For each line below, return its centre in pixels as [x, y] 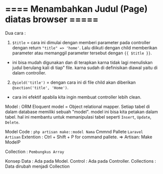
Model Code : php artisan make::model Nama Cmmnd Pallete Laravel [74, 131]
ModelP [13, 142]
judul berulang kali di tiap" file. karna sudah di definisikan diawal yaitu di [85, 68]
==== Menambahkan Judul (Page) [76, 9]
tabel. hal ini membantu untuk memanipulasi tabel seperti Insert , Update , [78, 117]
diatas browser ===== [52, 19]
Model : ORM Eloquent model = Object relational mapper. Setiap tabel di [78, 106]
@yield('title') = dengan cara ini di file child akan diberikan [74, 82]
